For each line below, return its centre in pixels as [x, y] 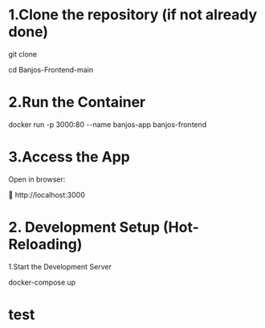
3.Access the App [69, 157]
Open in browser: [37, 179]
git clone [23, 54]
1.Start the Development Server [60, 266]
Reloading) [45, 244]
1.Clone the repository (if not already [133, 15]
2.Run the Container [77, 102]
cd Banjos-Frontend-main [51, 69]
